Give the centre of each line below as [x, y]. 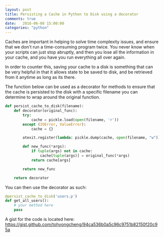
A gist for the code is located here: [40, 219]
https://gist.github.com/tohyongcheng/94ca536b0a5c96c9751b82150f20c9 [81, 224]
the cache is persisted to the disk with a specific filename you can [72, 92]
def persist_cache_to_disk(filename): [44, 106]
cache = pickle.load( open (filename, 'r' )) [75, 120]
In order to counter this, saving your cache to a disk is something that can [79, 67]
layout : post [18, 10]
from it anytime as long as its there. [41, 77]
